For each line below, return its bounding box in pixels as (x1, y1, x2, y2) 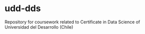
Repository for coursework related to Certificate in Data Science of (4, 19, 140, 25)
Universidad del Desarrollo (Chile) (4, 24, 73, 30)
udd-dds (4, 3, 41, 14)
